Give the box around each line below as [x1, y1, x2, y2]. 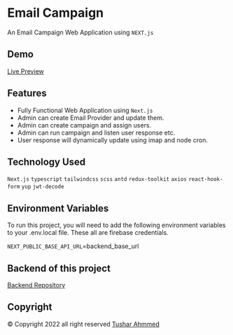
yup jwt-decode [21, 184, 64, 191]
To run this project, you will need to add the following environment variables [7, 221, 226, 229]
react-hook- [188, 176, 223, 183]
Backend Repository [7, 281, 66, 289]
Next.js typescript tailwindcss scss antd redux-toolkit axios [7, 176, 188, 183]
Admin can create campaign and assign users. [17, 121, 152, 129]
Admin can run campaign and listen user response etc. [17, 128, 176, 137]
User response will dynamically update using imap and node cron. [17, 135, 209, 144]
